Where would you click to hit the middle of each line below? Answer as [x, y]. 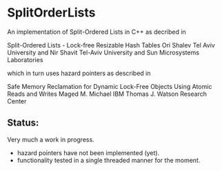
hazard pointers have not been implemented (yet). [88, 152]
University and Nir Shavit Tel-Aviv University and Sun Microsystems [103, 52]
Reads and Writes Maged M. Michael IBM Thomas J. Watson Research [107, 94]
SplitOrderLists [51, 13]
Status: [23, 123]
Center [17, 101]
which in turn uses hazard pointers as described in [79, 73]
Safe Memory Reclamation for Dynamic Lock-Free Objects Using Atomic [110, 86]
